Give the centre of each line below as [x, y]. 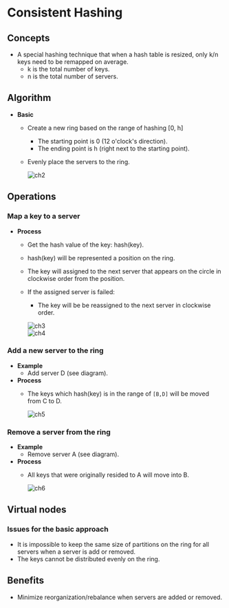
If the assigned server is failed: [71, 292]
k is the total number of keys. [68, 69]
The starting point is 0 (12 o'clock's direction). [102, 141]
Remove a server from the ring [59, 432]
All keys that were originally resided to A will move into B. [108, 475]
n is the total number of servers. [73, 76]
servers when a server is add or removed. [76, 552]
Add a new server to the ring [56, 350]
